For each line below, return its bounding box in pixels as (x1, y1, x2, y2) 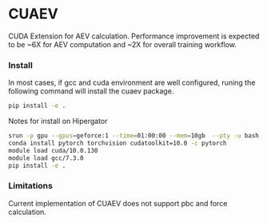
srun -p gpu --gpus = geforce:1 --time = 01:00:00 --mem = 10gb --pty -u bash (8, 132, 260, 140)
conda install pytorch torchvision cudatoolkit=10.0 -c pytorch (8, 139, 227, 147)
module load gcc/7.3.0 (8, 153, 84, 162)
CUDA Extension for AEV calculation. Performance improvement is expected (8, 31, 260, 41)
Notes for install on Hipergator (8, 117, 108, 126)
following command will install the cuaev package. (8, 86, 174, 96)
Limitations (8, 181, 54, 192)
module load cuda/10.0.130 (8, 146, 98, 154)
